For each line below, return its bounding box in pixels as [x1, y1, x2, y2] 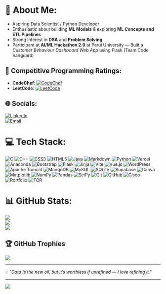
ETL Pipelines [12, 31, 41, 37]
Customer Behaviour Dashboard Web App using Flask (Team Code [12, 47, 149, 53]
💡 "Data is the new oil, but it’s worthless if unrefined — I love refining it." [5, 269, 152, 275]
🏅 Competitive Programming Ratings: [5, 67, 122, 75]
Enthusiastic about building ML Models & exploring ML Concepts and [12, 26, 154, 32]
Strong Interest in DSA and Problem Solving [12, 37, 103, 43]
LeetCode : [12, 85, 35, 91]
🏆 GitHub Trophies [5, 240, 66, 248]
